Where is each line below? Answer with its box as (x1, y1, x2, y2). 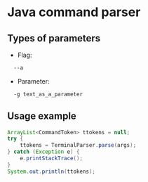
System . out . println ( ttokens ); (7, 168, 96, 175)
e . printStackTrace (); (20, 155, 83, 162)
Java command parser (7, 4, 141, 20)
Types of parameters (7, 32, 101, 44)
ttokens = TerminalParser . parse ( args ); (20, 142, 137, 149)
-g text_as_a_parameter (13, 91, 83, 98)
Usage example (7, 110, 77, 122)
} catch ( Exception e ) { (7, 148, 80, 155)
